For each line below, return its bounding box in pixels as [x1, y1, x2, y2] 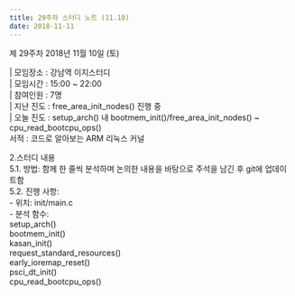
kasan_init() [9, 237, 52, 248]
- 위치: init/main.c [9, 197, 74, 208]
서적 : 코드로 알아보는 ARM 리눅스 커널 [9, 133, 145, 143]
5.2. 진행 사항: [9, 186, 60, 197]
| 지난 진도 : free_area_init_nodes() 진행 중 [9, 100, 161, 111]
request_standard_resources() [9, 247, 122, 258]
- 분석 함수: [9, 208, 50, 219]
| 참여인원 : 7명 [9, 89, 62, 100]
